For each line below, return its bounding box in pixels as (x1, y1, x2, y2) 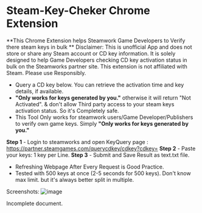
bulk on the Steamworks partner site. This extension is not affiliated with (6, 62, 187, 70)
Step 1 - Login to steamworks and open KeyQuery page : (6, 138, 148, 145)
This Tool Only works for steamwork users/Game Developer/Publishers (15, 114, 193, 121)
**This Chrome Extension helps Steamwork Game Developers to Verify (6, 37, 186, 44)
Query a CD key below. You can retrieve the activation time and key (15, 81, 184, 88)
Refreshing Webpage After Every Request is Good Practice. (15, 163, 164, 170)
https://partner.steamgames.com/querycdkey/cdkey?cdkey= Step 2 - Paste (6, 145, 196, 152)
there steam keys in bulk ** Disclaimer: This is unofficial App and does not (6, 43, 192, 51)
